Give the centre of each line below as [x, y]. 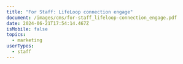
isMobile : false [27, 29]
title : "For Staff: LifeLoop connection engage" [70, 12]
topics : [16, 35]
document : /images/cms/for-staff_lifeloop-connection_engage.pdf [91, 18]
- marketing [27, 40]
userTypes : [20, 46]
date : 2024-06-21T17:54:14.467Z [48, 23]
